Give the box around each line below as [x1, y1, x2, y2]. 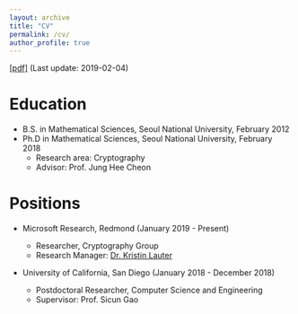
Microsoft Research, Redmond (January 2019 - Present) [22, 223, 230, 234]
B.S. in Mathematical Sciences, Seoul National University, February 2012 [22, 124, 290, 135]
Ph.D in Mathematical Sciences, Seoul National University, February [22, 134, 273, 144]
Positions [9, 194, 81, 214]
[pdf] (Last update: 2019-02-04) [9, 63, 129, 74]
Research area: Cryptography [35, 153, 145, 163]
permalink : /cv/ [9, 30, 70, 39]
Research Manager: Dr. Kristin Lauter [35, 250, 173, 261]
